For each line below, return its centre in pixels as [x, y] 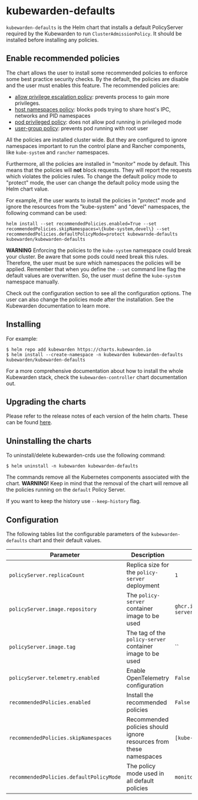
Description [148, 555]
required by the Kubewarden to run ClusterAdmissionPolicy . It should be [94, 33]
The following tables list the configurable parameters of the [78, 534]
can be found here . [29, 422]
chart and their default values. [65, 540]
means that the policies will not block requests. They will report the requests [99, 170]
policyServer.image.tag [42, 647]
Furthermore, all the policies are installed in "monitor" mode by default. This [98, 163]
